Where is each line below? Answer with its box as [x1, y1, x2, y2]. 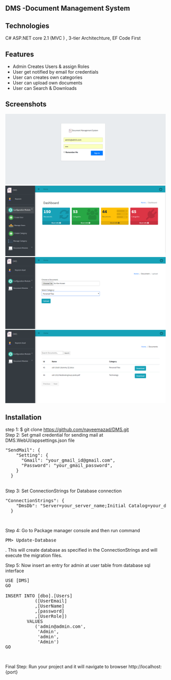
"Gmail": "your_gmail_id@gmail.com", [21, 458, 116, 463]
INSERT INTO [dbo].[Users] [5, 593, 73, 599]
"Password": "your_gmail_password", [21, 463, 113, 468]
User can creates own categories [12, 74, 83, 81]
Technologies [5, 21, 50, 30]
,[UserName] [35, 603, 65, 609]
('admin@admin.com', [35, 624, 86, 629]
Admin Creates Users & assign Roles [12, 63, 90, 70]
